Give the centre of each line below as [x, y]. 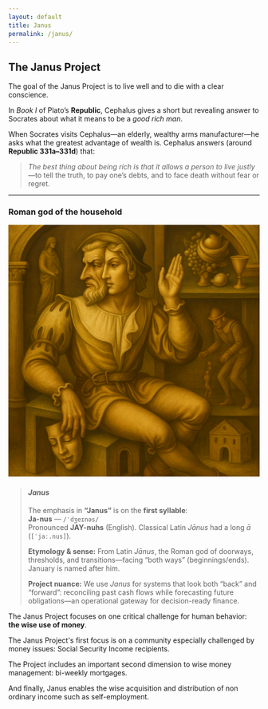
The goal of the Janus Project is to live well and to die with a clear [116, 86]
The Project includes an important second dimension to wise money [120, 664]
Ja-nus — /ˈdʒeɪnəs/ [63, 519]
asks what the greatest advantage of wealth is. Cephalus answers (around [130, 143]
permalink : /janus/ [41, 34]
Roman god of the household [65, 212]
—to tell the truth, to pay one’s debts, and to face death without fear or [143, 175]
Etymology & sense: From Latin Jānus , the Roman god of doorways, [140, 551]
